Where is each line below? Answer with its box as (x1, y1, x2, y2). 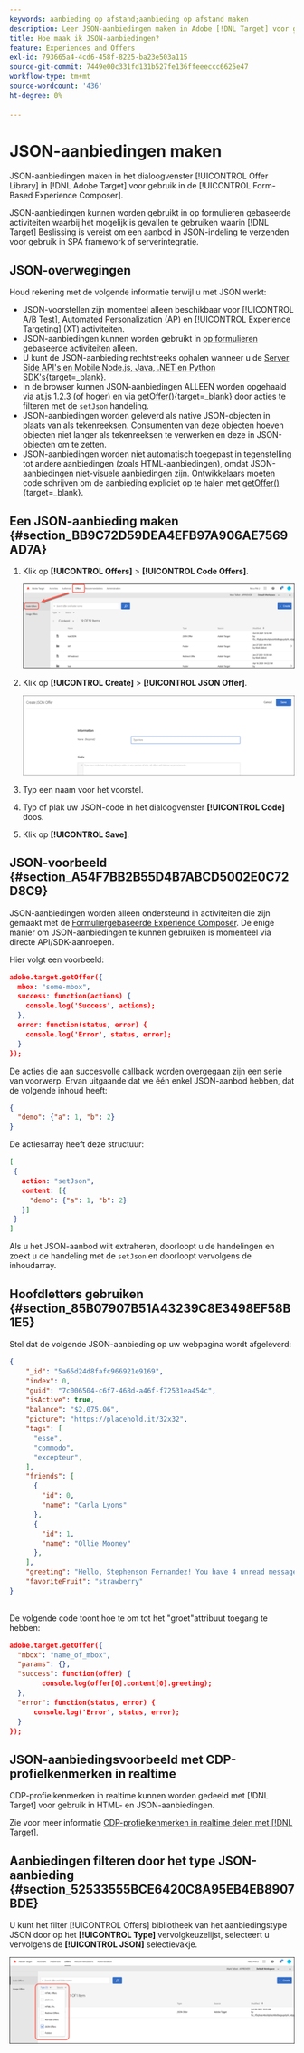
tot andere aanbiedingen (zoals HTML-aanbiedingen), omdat (22, 458, 249, 469)
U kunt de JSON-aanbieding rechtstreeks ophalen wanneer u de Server (22, 352, 290, 363)
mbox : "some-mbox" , (17, 982, 91, 991)
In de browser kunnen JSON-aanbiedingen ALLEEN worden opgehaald (22, 381, 287, 392)
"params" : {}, (17, 1660, 71, 1669)
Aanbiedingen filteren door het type (9, 1853, 216, 1868)
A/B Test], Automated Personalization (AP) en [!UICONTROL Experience (22, 313, 291, 325)
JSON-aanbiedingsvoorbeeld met (9, 1751, 204, 1767)
